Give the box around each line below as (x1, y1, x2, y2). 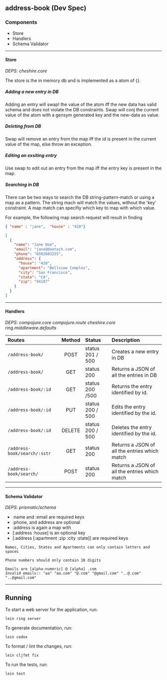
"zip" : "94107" (18, 279, 50, 284)
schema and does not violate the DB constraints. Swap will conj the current (5, 106, 159, 112)
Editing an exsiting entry (5, 153, 57, 159)
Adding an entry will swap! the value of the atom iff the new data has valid (5, 101, 157, 107)
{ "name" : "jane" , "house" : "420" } (5, 224, 85, 229)
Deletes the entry (111, 424, 152, 431)
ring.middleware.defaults (5, 325, 57, 331)
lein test (5, 671, 26, 677)
